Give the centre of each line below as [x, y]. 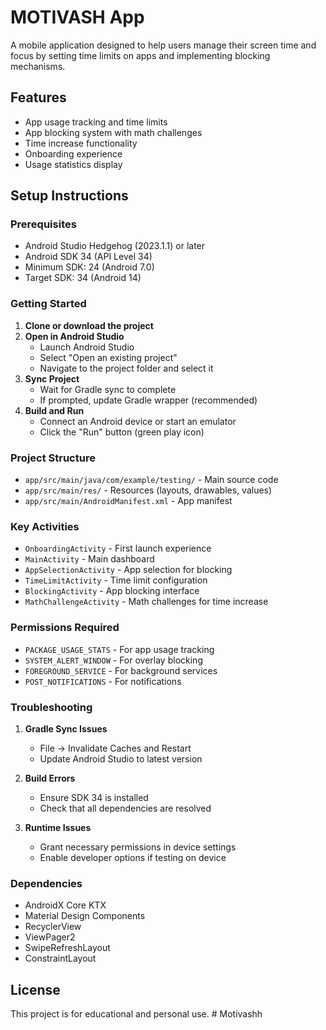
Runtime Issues [58, 827]
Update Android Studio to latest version [121, 758]
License [35, 989]
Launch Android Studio [87, 347]
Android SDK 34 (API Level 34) [88, 257]
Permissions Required [65, 628]
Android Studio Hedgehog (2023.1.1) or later [115, 246]
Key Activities [45, 526]
